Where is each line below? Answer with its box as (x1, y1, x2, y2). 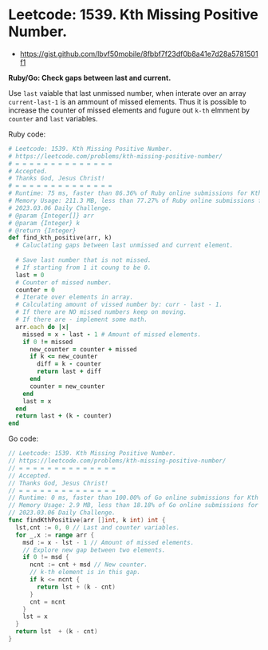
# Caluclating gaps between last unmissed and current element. (15, 241, 234, 249)
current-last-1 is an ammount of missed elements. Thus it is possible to (8, 97, 247, 106)
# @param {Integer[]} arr (8, 212, 94, 220)
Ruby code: (8, 129, 46, 139)
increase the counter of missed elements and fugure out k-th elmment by (8, 105, 250, 115)
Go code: (8, 434, 38, 444)
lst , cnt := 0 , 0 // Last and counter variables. (15, 523, 180, 532)
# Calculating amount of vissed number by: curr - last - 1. (15, 301, 223, 309)
